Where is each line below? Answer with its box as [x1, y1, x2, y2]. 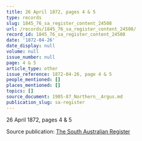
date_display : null [6, 43, 56, 49]
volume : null [6, 49, 39, 55]
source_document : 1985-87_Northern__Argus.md [6, 94, 123, 100]
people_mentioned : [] [6, 77, 61, 83]
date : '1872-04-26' [6, 37, 56, 43]
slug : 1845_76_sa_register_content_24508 [6, 20, 112, 26]
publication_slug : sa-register [6, 99, 85, 105]
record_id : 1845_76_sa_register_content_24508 [6, 32, 126, 38]
